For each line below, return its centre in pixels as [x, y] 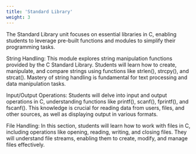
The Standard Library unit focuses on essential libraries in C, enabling [91, 34]
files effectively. [26, 144]
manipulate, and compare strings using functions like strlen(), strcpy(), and [97, 71]
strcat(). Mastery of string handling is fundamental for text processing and [97, 77]
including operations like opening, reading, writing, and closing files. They [97, 132]
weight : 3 [18, 17]
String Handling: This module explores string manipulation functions [89, 58]
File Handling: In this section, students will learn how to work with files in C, [98, 125]
